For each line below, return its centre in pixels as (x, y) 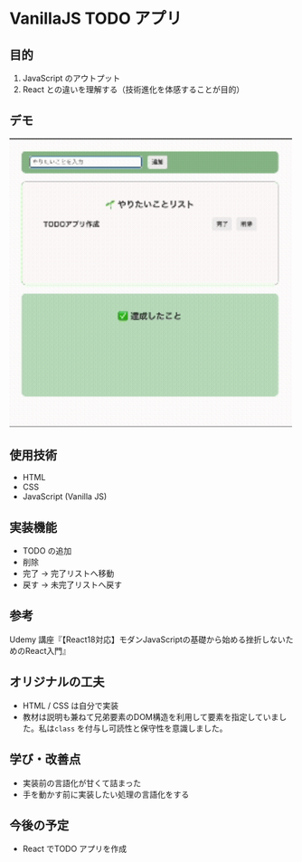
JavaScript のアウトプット (71, 78)
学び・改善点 (45, 759)
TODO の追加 (47, 551)
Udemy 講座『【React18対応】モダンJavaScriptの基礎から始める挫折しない (148, 639)
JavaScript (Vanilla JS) (65, 497)
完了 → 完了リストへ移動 (68, 573)
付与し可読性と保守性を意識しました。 (156, 728)
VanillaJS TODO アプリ (96, 19)
